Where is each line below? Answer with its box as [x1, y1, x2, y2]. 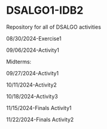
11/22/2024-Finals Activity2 [6, 116, 74, 123]
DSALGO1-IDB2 [6, 4, 84, 17]
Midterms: [6, 58, 32, 65]
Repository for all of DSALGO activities [6, 23, 102, 30]
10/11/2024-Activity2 [6, 81, 57, 88]
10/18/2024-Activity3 [6, 93, 58, 100]
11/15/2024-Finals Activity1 [6, 104, 72, 111]
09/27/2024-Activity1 [6, 69, 59, 76]
